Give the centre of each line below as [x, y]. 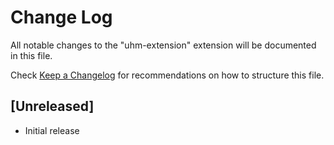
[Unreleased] [52, 106]
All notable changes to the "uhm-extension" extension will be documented [163, 45]
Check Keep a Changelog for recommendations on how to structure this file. [167, 75]
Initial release [52, 130]
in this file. [31, 55]
